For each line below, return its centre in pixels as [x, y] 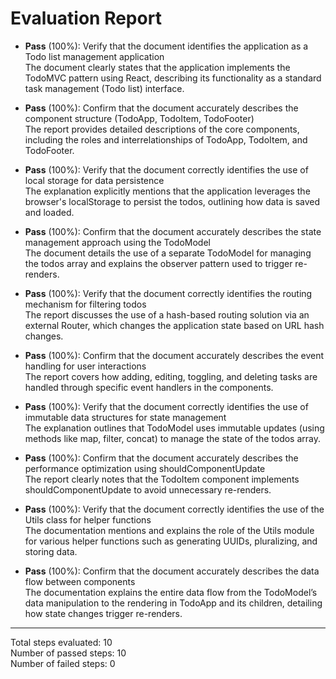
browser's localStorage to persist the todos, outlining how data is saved [172, 201]
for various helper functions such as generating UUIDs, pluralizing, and [171, 541]
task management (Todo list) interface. [104, 88]
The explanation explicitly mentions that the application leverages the [167, 191]
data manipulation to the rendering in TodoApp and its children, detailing [173, 603]
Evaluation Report [86, 18]
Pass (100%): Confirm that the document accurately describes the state [173, 231]
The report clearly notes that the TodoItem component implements [162, 479]
